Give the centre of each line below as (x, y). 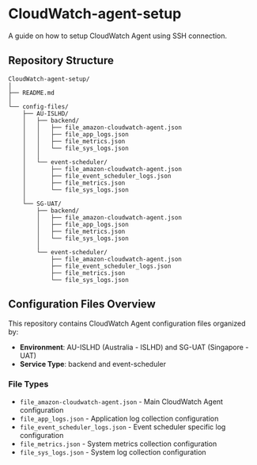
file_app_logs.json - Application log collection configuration (119, 418)
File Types (28, 384)
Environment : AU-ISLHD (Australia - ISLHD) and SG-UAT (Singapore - (134, 347)
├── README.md (32, 93)
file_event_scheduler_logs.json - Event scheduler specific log (123, 427)
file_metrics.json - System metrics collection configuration (118, 444)
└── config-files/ (38, 107)
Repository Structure (61, 61)
